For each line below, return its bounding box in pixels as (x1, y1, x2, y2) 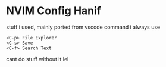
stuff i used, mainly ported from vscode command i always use (6, 24, 161, 31)
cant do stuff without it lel (6, 55, 69, 62)
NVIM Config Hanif (6, 4, 101, 18)
